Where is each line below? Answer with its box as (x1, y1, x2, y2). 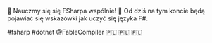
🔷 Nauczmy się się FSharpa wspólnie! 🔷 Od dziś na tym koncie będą (7, 7, 206, 15)
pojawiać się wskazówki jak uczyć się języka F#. (7, 14, 149, 23)
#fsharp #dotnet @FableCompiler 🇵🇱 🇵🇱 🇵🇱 (7, 28, 142, 36)
